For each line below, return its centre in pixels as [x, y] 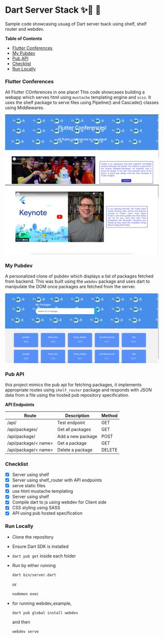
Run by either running [34, 565]
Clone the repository [33, 537]
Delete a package [75, 450]
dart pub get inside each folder [44, 556]
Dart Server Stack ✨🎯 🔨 [53, 10]
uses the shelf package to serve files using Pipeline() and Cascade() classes [82, 103]
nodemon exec [25, 594]
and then [21, 622]
